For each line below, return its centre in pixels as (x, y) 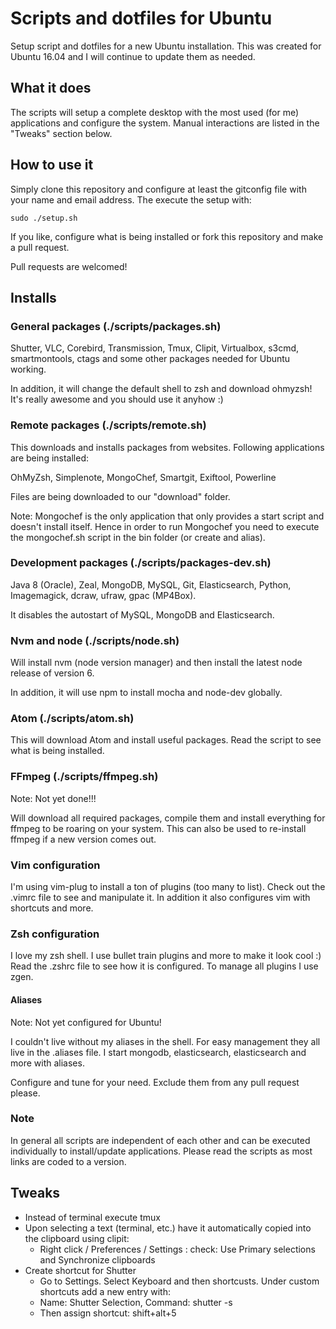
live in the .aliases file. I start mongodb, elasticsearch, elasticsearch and (158, 1052)
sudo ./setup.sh (44, 218)
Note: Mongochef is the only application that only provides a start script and (167, 516)
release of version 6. (52, 673)
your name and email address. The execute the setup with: (131, 199)
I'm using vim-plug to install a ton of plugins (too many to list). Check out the (168, 887)
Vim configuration (55, 865)
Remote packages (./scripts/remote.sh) (108, 425)
